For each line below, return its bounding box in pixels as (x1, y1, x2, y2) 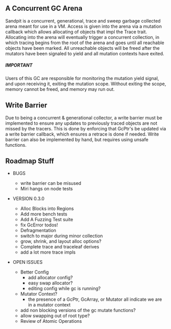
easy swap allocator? (28, 280, 73, 286)
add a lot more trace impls (20, 249, 76, 256)
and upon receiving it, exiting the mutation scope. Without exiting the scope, (5, 81, 166, 87)
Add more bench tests (20, 211, 68, 217)
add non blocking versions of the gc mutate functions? (20, 307, 136, 314)
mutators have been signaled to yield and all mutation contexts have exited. (5, 50, 165, 56)
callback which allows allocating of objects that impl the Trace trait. (5, 28, 147, 35)
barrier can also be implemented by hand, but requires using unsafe (5, 136, 148, 143)
